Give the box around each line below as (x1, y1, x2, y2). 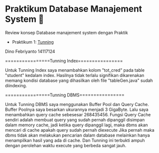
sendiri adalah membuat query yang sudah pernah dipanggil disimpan (5, 117, 145, 122)
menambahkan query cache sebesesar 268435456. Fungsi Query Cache (5, 111, 151, 117)
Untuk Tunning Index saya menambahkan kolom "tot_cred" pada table (5, 67, 145, 73)
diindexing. (5, 82, 27, 88)
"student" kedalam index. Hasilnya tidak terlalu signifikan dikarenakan (5, 72, 144, 78)
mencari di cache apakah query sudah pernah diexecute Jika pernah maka (5, 127, 155, 133)
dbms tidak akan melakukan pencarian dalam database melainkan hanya (5, 132, 150, 138)
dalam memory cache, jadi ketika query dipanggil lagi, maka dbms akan (5, 122, 148, 128)
